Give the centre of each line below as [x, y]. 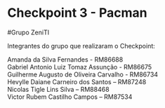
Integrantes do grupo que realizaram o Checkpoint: [81, 46]
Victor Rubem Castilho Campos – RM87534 [70, 97]
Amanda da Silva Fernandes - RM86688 [65, 59]
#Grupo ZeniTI [28, 32]
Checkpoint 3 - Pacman [77, 13]
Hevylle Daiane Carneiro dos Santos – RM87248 [77, 81]
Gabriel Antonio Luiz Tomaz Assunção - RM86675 [80, 67]
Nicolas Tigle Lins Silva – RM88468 [59, 89]
